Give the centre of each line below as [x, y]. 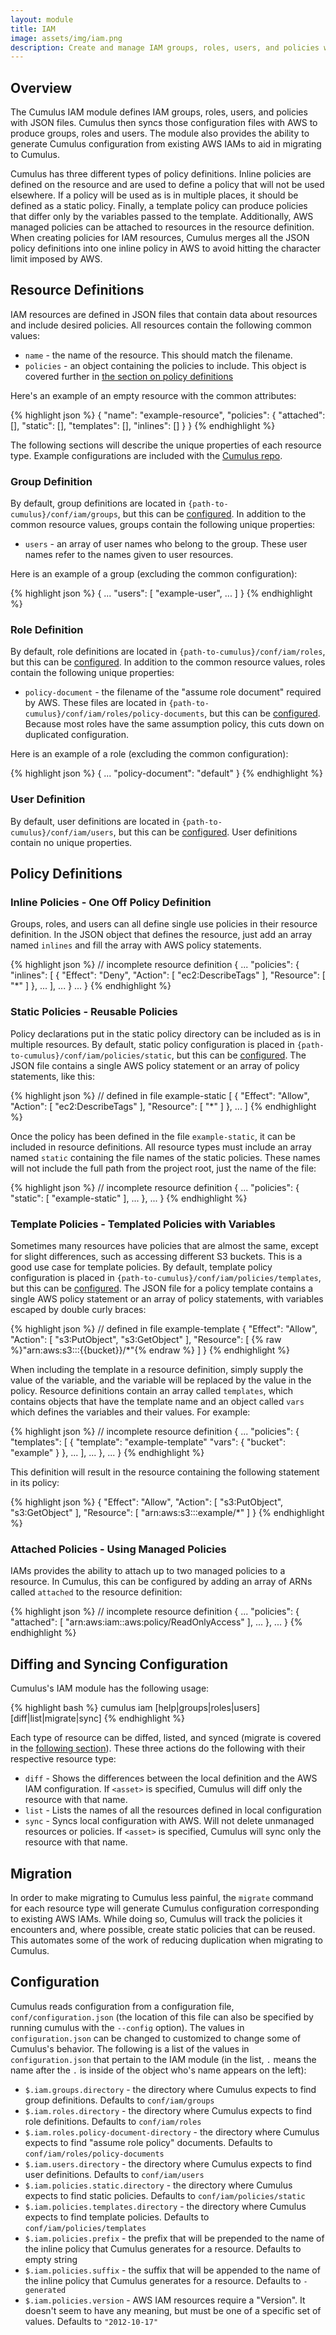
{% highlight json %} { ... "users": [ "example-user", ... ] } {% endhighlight [161, 593]
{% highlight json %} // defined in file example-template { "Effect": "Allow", [164, 1329]
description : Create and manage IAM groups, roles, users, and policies [165, 47]
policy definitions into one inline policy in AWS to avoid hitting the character [166, 248]
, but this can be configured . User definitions [205, 832]
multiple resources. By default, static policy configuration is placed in [152, 1044]
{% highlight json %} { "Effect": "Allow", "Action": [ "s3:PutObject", [147, 1502]
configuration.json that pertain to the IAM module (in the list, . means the [163, 2059]
